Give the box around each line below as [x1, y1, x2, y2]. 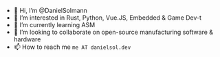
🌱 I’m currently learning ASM [13, 21, 96, 28]
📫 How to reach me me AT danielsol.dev [13, 43, 131, 51]
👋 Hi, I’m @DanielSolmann [13, 7, 88, 14]
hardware [13, 35, 41, 43]
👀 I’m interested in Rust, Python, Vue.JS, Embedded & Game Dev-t [13, 14, 201, 22]
